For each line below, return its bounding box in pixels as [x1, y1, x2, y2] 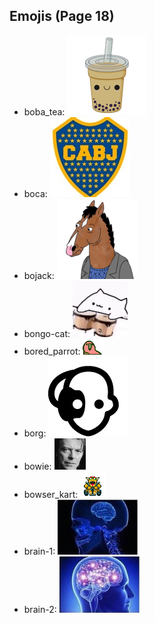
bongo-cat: [23, 327, 71, 339]
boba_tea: [23, 105, 66, 118]
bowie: [23, 460, 52, 472]
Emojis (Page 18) [9, 8, 115, 25]
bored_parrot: [23, 345, 81, 357]
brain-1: [23, 545, 56, 557]
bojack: [23, 269, 55, 281]
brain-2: [23, 603, 57, 615]
